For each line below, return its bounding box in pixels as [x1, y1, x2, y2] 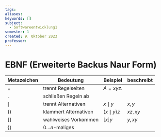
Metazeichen [7, 77, 39, 83]
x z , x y [127, 108, 141, 115]
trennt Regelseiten [43, 85, 85, 92]
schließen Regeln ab [43, 93, 90, 99]
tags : [5, 7, 16, 12]
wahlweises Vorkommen [43, 116, 99, 123]
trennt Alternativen [43, 100, 86, 107]
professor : [5, 39, 27, 43]
